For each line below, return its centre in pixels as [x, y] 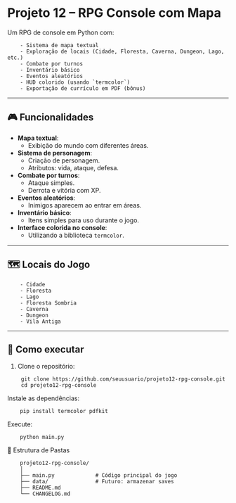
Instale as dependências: [44, 398]
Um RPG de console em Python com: [61, 32]
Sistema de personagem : [55, 153]
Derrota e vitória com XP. [64, 190]
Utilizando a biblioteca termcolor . [76, 235]
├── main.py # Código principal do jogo [99, 476]
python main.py [42, 438]
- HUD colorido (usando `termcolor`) [75, 82]
